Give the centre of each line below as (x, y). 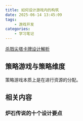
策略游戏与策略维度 (35, 67)
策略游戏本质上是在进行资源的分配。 (43, 80)
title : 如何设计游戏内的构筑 (32, 10)
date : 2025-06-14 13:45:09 (34, 15)
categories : (18, 29)
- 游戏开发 (24, 24)
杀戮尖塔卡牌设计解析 (27, 49)
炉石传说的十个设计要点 (34, 113)
